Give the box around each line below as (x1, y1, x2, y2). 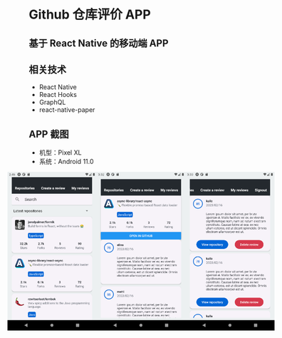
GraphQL (38, 98, 66, 107)
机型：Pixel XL (38, 148, 82, 157)
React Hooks (38, 91, 77, 99)
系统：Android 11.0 (38, 158, 94, 166)
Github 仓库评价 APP (28, 6, 151, 23)
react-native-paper (38, 106, 95, 114)
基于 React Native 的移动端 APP (28, 37, 169, 49)
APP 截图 (28, 128, 69, 140)
